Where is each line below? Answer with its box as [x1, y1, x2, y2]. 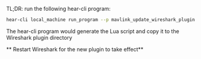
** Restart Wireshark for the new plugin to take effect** [6, 45, 144, 53]
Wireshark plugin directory [6, 34, 72, 41]
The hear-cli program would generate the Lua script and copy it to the [6, 27, 179, 35]
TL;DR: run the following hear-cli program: [6, 5, 111, 12]
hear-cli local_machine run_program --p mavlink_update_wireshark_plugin [6, 17, 196, 23]
